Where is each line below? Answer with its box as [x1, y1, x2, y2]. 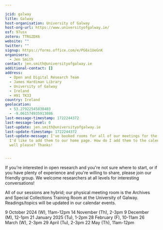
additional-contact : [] [5, 66, 53, 71]
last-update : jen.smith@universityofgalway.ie [5, 124, 101, 129]
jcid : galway [5, 12, 32, 17]
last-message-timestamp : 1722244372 [5, 115, 79, 121]
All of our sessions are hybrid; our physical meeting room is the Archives [5, 189, 150, 195]
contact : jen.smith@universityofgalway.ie [5, 61, 92, 66]
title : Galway [5, 16, 34, 21]
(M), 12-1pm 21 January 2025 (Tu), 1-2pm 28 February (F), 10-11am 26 [5, 214, 145, 220]
